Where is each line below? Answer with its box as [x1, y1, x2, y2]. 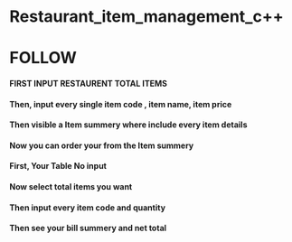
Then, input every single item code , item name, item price [9, 98, 232, 109]
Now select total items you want [9, 181, 133, 191]
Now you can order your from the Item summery [9, 140, 194, 151]
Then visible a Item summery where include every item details [9, 119, 248, 130]
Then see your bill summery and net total [9, 223, 167, 234]
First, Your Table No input [9, 161, 107, 172]
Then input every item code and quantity [9, 201, 165, 213]
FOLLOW [9, 48, 77, 69]
